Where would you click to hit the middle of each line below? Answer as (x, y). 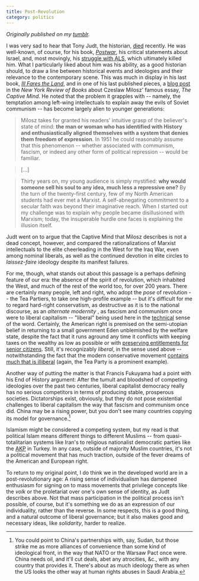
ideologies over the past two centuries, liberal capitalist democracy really (95, 386)
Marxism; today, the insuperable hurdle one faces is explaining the (102, 219)
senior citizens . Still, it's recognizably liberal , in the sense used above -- (94, 349)
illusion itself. (36, 225)
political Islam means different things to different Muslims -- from (86, 436)
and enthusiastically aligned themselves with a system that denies (104, 133)
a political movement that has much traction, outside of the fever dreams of (98, 455)
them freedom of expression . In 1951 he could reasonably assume (102, 139)
